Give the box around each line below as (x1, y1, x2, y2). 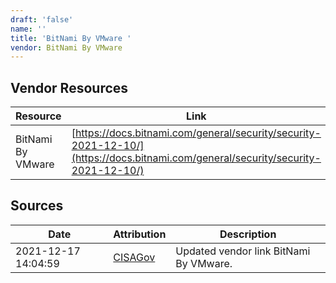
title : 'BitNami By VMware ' (10, 33, 132, 43)
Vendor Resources (10, 79, 129, 96)
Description (219, 227, 277, 241)
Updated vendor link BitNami (175, 244, 311, 258)
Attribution (113, 227, 167, 241)
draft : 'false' (10, 14, 74, 25)
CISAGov (113, 250, 156, 264)
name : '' (10, 24, 47, 34)
